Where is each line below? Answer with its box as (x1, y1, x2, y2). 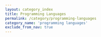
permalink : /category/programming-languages (5, 16, 97, 21)
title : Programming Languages (5, 12, 67, 16)
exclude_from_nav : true (5, 25, 53, 30)
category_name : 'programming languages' (5, 20, 88, 25)
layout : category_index (5, 7, 53, 12)
